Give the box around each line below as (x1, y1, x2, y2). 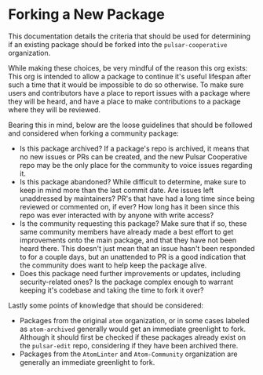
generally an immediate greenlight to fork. (19, 357, 155, 366)
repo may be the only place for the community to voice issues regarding (19, 160, 253, 169)
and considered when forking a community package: (8, 128, 179, 138)
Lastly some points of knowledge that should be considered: (8, 300, 204, 310)
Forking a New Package (8, 5, 165, 24)
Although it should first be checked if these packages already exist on (19, 332, 246, 342)
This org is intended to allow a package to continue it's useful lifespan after (8, 71, 251, 81)
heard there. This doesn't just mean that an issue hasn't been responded (19, 243, 255, 253)
